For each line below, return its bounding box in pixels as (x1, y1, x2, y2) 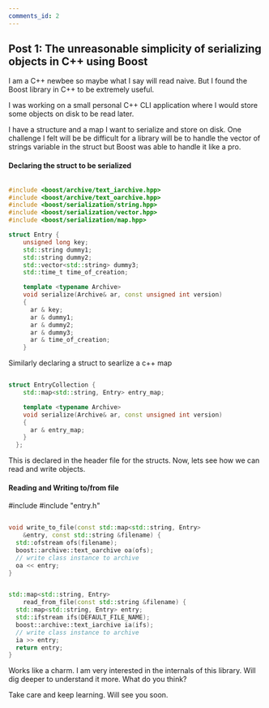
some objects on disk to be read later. (8, 109, 134, 119)
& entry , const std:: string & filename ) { (23, 531, 161, 540)
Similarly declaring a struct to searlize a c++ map (8, 358, 173, 368)
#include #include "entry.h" (8, 501, 100, 511)
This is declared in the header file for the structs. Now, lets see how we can (8, 455, 260, 465)
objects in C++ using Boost (8, 54, 148, 69)
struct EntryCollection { (8, 381, 96, 390)
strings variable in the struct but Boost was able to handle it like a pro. (8, 142, 241, 152)
